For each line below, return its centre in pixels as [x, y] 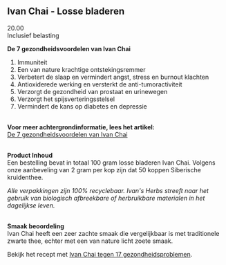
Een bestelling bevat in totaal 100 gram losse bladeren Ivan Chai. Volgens [111, 163]
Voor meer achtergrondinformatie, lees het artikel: [81, 127]
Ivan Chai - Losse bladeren [66, 11]
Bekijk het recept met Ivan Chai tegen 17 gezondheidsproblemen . [100, 254]
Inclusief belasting [33, 35]
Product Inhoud [30, 155]
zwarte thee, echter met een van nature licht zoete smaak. [90, 241]
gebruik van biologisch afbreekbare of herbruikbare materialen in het [106, 198]
